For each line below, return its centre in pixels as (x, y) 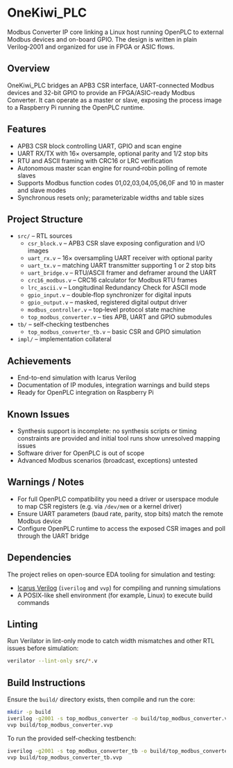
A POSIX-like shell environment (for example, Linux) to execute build (115, 595)
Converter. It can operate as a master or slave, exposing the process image (114, 100)
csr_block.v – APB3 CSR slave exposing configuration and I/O (116, 244)
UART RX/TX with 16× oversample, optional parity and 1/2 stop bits (112, 153)
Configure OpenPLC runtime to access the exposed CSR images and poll (121, 528)
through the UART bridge (53, 536)
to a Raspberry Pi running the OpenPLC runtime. (76, 107)
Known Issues (38, 414)
